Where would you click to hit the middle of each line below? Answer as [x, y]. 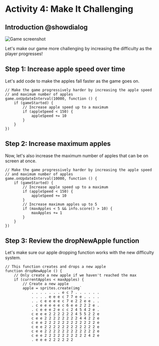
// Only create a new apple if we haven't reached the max [75, 275]
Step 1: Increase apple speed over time [65, 69]
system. [13, 258]
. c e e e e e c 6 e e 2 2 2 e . [65, 306]
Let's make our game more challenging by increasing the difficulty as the [79, 48]
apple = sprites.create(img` [52, 288]
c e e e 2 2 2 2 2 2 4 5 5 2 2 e [65, 314]
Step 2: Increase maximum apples [58, 144]
